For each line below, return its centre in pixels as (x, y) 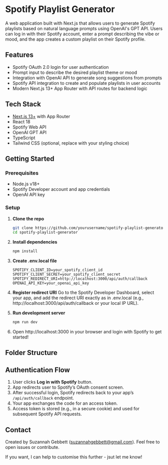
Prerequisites (22, 173)
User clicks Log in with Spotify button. (52, 382)
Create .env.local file (35, 261)
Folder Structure (31, 353)
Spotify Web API (29, 127)
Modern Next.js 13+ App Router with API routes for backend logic (80, 88)
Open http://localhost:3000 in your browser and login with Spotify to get (87, 332)
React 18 (21, 122)
